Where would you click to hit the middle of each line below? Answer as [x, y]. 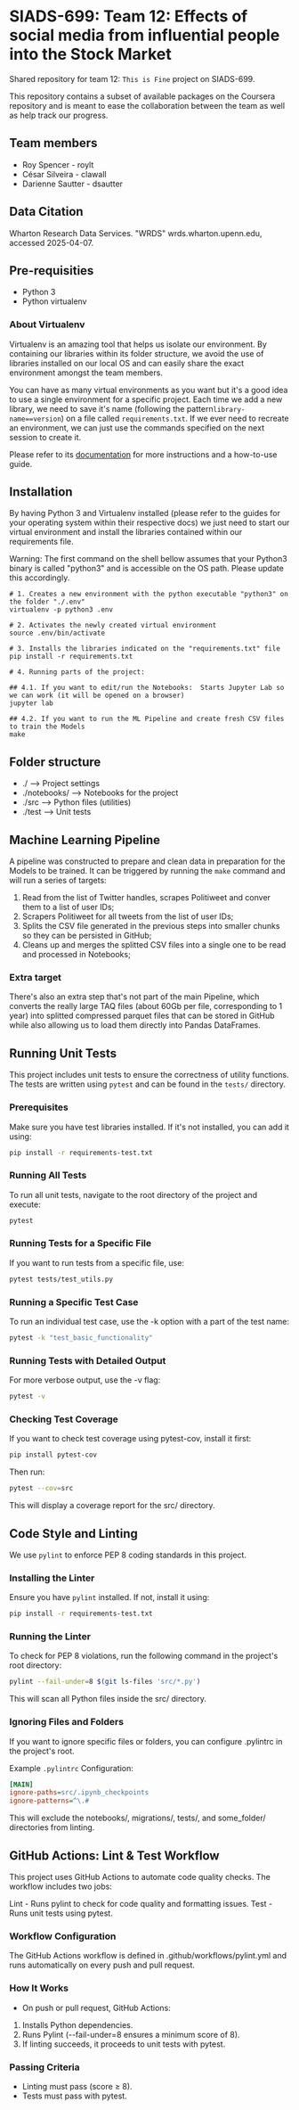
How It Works [39, 1988]
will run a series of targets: [58, 881]
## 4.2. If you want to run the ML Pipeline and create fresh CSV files [147, 719]
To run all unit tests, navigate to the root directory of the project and [133, 1195]
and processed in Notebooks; [76, 955]
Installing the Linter [52, 1578]
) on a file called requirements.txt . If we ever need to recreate [175, 418]
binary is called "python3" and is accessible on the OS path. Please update [147, 569]
